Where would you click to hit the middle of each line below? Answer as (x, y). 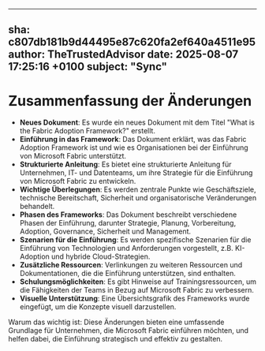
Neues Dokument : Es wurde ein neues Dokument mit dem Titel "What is (137, 122)
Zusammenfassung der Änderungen (130, 101)
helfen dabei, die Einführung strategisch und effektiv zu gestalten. (116, 339)
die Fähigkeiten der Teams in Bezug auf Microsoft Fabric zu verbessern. (137, 290)
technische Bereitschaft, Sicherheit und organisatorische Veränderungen (138, 198)
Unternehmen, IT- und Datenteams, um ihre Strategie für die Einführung (136, 173)
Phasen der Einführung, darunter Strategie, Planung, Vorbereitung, (128, 223)
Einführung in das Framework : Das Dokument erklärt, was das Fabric (133, 140)
